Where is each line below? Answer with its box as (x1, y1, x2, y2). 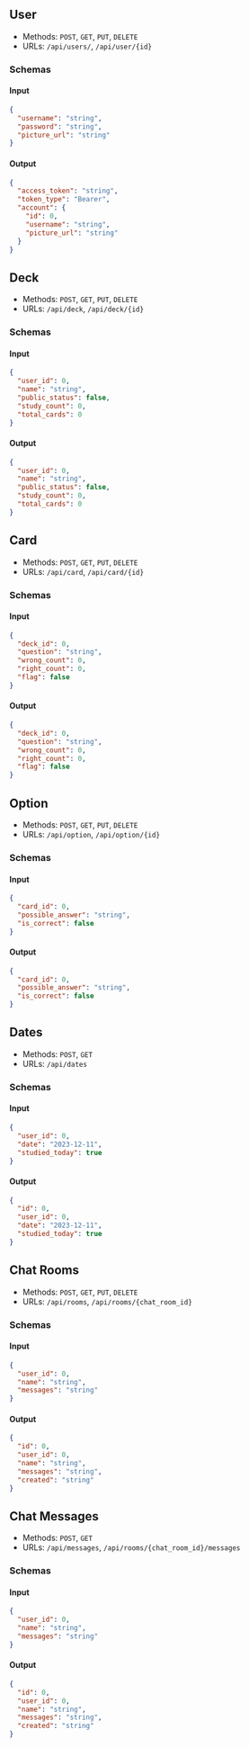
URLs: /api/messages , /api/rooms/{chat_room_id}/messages (22, 1542, 241, 1553)
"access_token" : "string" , (17, 186, 119, 196)
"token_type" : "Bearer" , (17, 195, 111, 204)
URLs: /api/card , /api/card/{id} (22, 566, 145, 577)
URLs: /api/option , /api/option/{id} (22, 829, 160, 839)
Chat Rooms (9, 1263, 79, 1278)
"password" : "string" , (17, 121, 102, 131)
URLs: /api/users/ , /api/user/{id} (22, 40, 153, 51)
